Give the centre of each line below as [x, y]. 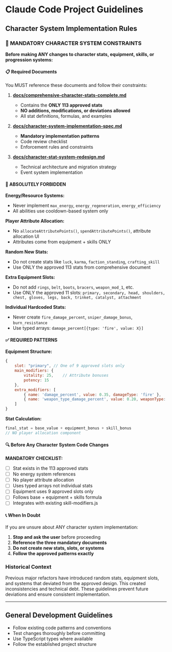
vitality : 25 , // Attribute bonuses [66, 376]
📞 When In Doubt [23, 515]
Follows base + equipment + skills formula [57, 497]
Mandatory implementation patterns [60, 136]
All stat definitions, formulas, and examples [66, 116]
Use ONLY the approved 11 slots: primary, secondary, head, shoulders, [89, 293]
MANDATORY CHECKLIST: [34, 459]
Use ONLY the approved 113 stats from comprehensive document [82, 267]
